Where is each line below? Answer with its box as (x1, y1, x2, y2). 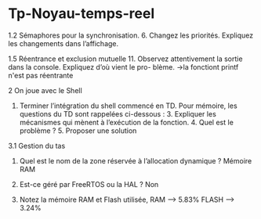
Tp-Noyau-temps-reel (8, 5, 155, 23)
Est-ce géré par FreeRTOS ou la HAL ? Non (19, 179, 159, 188)
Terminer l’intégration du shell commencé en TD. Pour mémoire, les (19, 101, 237, 110)
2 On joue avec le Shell (8, 85, 82, 95)
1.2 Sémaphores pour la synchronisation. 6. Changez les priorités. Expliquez (8, 31, 254, 40)
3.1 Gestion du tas (8, 141, 66, 150)
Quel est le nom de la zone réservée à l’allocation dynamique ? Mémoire (19, 156, 252, 165)
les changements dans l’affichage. (8, 38, 119, 48)
